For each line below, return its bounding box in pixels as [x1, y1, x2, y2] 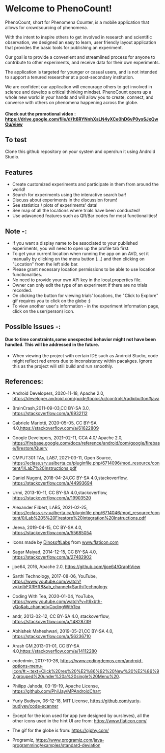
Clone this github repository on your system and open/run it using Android [5, 149, 156, 154]
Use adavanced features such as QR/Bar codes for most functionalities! [12, 213, 157, 219]
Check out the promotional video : [5, 111, 76, 116]
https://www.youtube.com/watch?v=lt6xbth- [12, 599, 103, 604]
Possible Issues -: [5, 323, 61, 331]
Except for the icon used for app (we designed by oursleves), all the [12, 713, 150, 718]
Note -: [5, 227, 27, 235]
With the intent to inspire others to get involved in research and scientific [5, 34, 152, 40]
